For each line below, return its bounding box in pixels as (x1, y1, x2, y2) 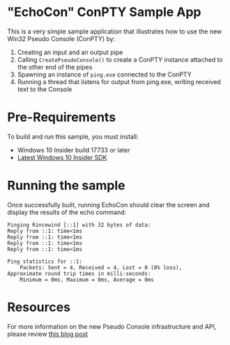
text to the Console (17, 85, 72, 93)
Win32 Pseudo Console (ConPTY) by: (7, 34, 116, 42)
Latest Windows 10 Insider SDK (17, 153, 107, 161)
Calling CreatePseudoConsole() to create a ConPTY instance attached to (17, 55, 223, 63)
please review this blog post (7, 330, 89, 338)
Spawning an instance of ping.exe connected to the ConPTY (17, 70, 192, 79)
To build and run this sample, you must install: (7, 132, 139, 141)
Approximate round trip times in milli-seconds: (7, 270, 151, 277)
